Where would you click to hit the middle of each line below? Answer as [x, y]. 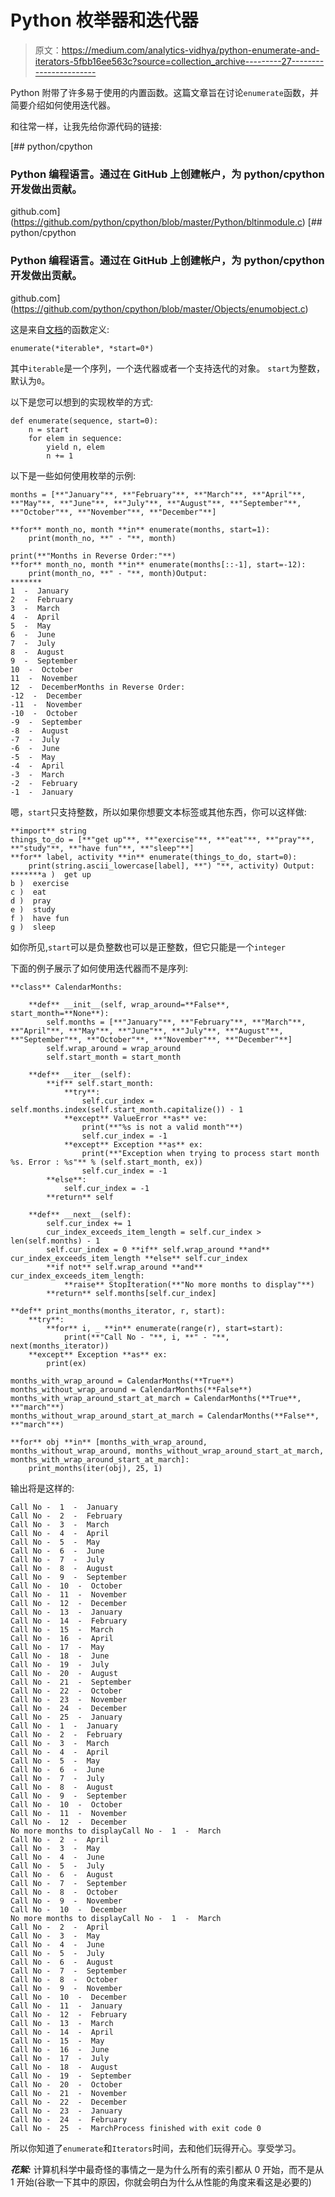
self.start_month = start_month [114, 1057]
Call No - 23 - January [66, 2111]
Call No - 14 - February [69, 1621]
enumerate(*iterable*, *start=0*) [82, 348]
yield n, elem [75, 447]
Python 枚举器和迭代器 [104, 20]
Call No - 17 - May [57, 1647]
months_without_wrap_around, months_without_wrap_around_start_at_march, [167, 1451]
